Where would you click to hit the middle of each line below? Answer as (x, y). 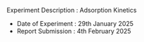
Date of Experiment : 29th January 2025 (75, 23)
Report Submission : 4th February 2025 (74, 31)
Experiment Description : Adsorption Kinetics (72, 10)
